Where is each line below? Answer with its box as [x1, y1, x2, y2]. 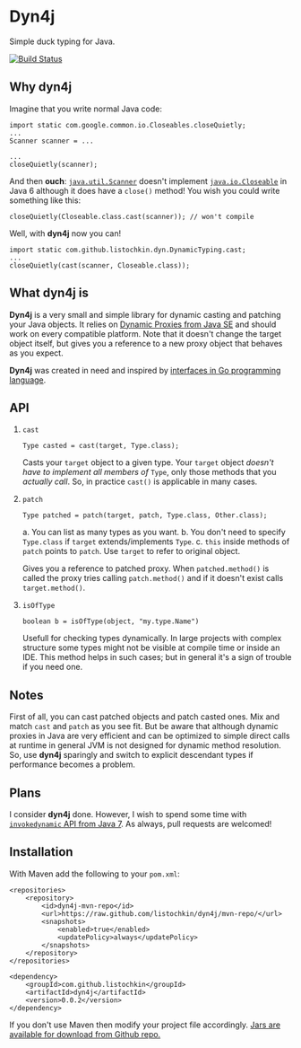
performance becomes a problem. [9, 759, 136, 770]
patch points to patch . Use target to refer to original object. [21, 546, 240, 557]
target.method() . [21, 582, 86, 594]
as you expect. [9, 348, 64, 358]
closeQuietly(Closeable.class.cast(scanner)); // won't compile [9, 212, 254, 221]
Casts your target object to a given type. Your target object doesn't [21, 457, 275, 468]
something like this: [9, 195, 82, 206]
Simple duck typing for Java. [9, 36, 116, 47]
